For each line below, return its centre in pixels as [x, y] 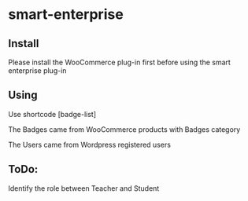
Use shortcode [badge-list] [52, 114]
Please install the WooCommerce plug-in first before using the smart [119, 62]
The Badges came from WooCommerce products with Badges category [124, 129]
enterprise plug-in [37, 71]
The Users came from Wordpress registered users [90, 144]
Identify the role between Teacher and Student [84, 188]
